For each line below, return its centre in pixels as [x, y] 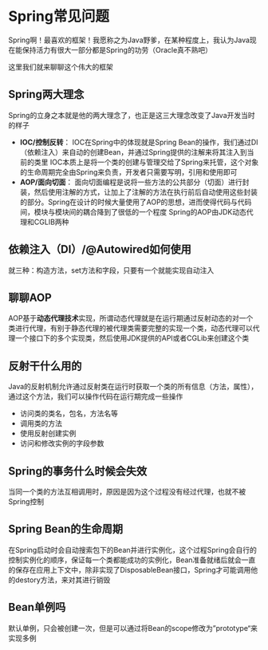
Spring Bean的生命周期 [66, 529]
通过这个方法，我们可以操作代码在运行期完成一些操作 [96, 396]
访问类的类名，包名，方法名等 [69, 414]
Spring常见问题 [59, 16]
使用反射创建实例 [48, 433]
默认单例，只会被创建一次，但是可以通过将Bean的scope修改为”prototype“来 [133, 628]
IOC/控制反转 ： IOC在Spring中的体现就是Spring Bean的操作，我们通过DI [139, 142]
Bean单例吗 [37, 607]
